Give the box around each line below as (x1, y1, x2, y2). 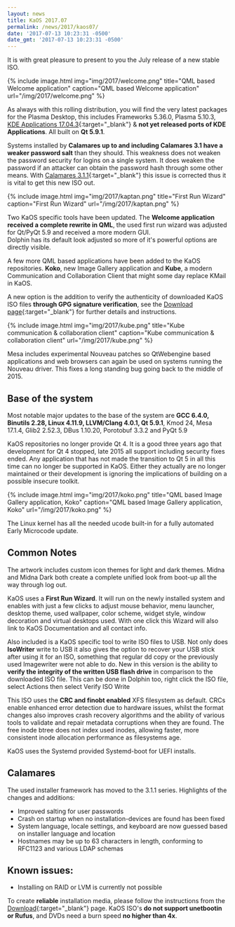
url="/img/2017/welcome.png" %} (7, 92, 105, 100)
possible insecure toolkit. (7, 477, 80, 485)
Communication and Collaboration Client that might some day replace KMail (7, 272, 227, 280)
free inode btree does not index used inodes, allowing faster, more (7, 725, 199, 734)
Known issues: (7, 864, 74, 876)
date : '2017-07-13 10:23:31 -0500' (7, 29, 112, 37)
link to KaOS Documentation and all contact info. (7, 624, 147, 632)
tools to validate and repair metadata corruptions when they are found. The (7, 718, 224, 727)
